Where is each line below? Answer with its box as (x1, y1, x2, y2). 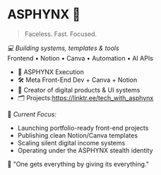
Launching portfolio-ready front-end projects (17, 123, 149, 132)
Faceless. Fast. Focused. (24, 30, 97, 38)
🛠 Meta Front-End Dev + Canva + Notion (17, 76, 138, 84)
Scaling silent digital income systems (17, 138, 126, 147)
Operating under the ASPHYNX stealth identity (17, 146, 153, 155)
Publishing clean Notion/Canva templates (17, 131, 138, 140)
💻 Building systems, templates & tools (7, 44, 119, 52)
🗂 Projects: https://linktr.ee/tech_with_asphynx (17, 93, 154, 102)
